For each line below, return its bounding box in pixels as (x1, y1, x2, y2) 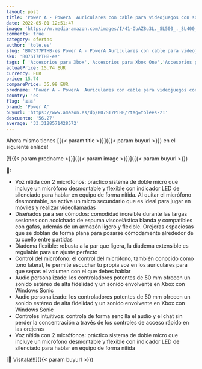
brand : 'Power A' (6, 103, 50, 110)
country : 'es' (6, 93, 42, 99)
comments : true (6, 31, 44, 37)
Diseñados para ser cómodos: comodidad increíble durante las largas (14, 210, 188, 218)
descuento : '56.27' (6, 115, 55, 121)
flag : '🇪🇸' (6, 98, 36, 104)
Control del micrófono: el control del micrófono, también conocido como (14, 255, 194, 262)
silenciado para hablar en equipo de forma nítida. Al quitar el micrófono (14, 191, 191, 198)
